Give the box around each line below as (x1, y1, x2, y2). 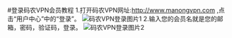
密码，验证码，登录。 (19, 23, 82, 31)
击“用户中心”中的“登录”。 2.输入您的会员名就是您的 (7, 15, 217, 23)
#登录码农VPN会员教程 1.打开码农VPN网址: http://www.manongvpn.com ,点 (7, 6, 225, 14)
